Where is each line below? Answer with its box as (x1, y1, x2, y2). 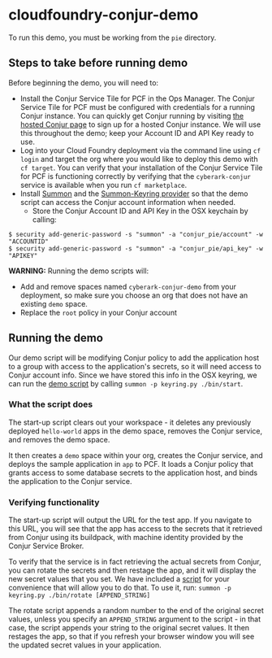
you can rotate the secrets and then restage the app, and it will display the (8, 565, 257, 575)
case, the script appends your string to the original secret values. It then (8, 623, 250, 633)
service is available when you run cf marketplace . (19, 180, 188, 190)
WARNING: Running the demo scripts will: (8, 266, 149, 276)
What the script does (8, 399, 93, 410)
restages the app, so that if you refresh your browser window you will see (8, 632, 255, 642)
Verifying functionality (8, 496, 100, 508)
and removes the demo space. (8, 434, 110, 444)
